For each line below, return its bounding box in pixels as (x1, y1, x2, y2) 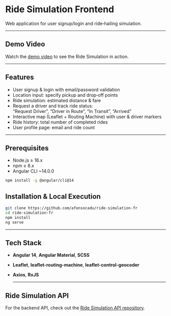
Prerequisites (5, 143, 49, 152)
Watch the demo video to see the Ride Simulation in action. (5, 53, 129, 60)
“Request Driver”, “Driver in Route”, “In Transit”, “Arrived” (12, 108, 132, 114)
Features (5, 73, 34, 82)
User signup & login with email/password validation (12, 87, 121, 93)
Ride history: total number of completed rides (12, 119, 108, 125)
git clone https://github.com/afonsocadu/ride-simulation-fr (5, 206, 138, 211)
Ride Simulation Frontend (5, 4, 115, 15)
